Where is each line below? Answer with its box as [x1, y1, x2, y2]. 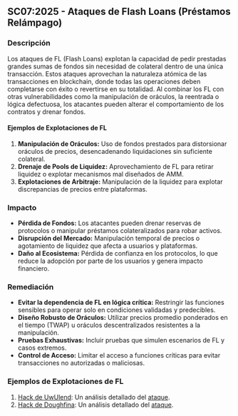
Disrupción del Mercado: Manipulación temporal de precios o [17, 234, 200, 243]
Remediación [7, 282, 54, 292]
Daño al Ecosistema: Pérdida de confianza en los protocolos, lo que [17, 249, 219, 258]
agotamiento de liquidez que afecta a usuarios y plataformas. [17, 241, 198, 250]
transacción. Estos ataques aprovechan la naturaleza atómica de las [7, 69, 207, 78]
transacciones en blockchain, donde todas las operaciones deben [7, 77, 201, 85]
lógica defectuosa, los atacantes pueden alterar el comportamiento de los [7, 100, 224, 108]
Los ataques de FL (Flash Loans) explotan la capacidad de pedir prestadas [7, 54, 227, 63]
